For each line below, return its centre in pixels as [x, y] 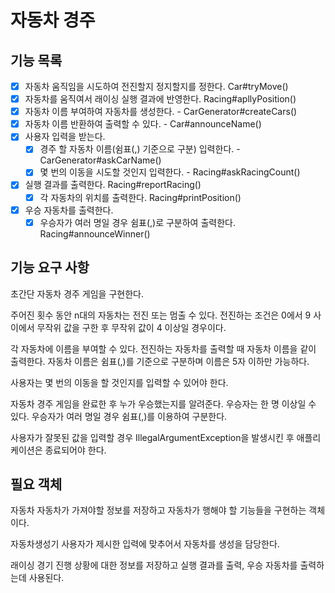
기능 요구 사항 [50, 267]
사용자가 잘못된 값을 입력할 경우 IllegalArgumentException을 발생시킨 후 [152, 437]
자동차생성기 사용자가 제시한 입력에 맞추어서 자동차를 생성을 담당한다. [145, 544]
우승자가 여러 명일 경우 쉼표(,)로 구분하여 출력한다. [137, 222]
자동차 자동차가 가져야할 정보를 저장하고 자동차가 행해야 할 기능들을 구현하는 [158, 510]
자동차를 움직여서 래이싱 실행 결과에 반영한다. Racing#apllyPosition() [160, 99]
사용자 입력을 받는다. [65, 137]
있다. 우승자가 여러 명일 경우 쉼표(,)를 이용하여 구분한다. [119, 416]
